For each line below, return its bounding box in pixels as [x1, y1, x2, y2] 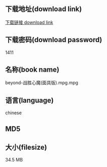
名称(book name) [5, 65, 60, 74]
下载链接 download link [5, 19, 54, 25]
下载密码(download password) [5, 36, 102, 44]
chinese [5, 110, 22, 116]
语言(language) [5, 96, 54, 105]
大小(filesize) [5, 143, 47, 152]
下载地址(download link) [5, 5, 82, 14]
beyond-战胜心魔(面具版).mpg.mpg [5, 80, 78, 86]
